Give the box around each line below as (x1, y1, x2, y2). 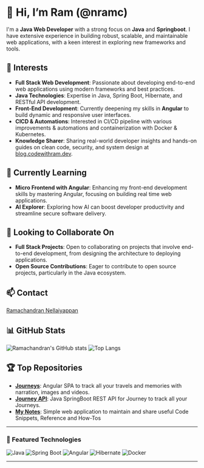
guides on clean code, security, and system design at (15, 143, 149, 151)
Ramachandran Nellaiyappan (6, 307, 79, 314)
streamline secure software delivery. (15, 209, 107, 217)
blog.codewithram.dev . (15, 150, 73, 157)
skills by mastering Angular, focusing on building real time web (15, 190, 172, 197)
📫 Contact (6, 287, 49, 298)
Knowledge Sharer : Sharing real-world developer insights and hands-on (15, 137, 197, 144)
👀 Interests (6, 63, 49, 73)
